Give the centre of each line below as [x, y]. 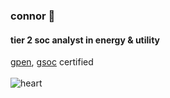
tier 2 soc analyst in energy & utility [85, 40]
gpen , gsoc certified [52, 62]
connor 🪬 [33, 16]
